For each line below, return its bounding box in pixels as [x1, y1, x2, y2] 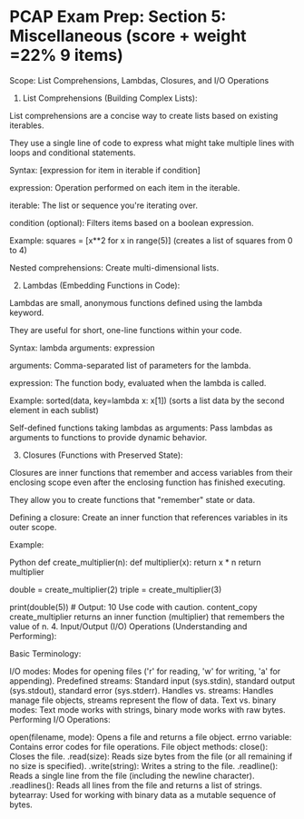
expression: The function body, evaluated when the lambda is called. [9, 377, 267, 388]
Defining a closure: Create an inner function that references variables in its [9, 511, 289, 523]
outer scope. [9, 521, 57, 532]
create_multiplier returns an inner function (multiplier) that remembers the [9, 611, 285, 622]
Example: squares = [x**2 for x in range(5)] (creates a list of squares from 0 [9, 234, 293, 246]
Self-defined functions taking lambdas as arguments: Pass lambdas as [9, 422, 274, 433]
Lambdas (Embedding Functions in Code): [22, 280, 181, 291]
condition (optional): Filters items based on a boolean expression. [9, 217, 254, 228]
